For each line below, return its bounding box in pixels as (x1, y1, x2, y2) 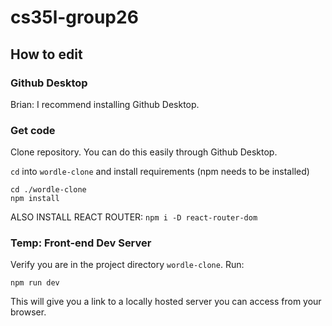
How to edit (10, 46, 83, 63)
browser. (10, 306, 47, 318)
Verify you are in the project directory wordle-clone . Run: (10, 259, 245, 271)
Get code (10, 123, 56, 137)
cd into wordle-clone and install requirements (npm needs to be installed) (10, 166, 310, 178)
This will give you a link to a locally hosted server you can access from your (10, 296, 322, 308)
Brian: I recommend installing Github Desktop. (10, 98, 200, 110)
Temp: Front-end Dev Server (10, 236, 152, 250)
